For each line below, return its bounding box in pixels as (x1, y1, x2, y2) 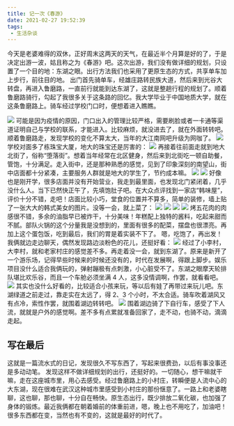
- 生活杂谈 (10, 29, 38, 37)
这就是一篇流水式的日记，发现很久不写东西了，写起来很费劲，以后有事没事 (7, 359, 221, 368)
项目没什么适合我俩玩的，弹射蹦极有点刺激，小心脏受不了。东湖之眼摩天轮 (7, 265, 221, 273)
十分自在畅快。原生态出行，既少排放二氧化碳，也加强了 (68, 394, 227, 402)
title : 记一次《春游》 (7, 10, 66, 17)
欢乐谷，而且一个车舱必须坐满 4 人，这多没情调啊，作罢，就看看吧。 (25, 273, 222, 282)
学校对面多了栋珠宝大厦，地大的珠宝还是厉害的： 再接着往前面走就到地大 (7, 143, 225, 151)
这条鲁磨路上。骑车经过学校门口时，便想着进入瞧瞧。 (7, 102, 160, 110)
